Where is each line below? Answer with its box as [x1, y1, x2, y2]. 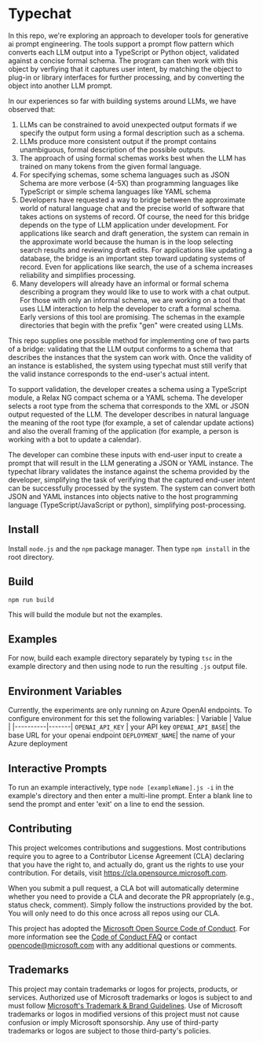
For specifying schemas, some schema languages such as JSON [19, 170, 230, 179]
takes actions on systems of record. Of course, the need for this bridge [19, 212, 250, 221]
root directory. [8, 552, 55, 561]
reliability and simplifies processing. [19, 270, 136, 279]
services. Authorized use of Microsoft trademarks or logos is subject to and [8, 993, 253, 1002]
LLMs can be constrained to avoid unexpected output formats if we [19, 120, 237, 129]
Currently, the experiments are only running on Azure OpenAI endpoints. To [8, 705, 253, 715]
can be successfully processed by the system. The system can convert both [8, 483, 255, 493]
